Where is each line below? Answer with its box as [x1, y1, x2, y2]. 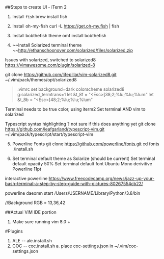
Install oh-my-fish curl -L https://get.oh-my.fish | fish [12, 23, 119, 29]
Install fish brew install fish [12, 14, 68, 19]
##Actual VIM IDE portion [5, 209, 56, 215]
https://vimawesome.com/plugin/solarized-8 [5, 62, 95, 68]
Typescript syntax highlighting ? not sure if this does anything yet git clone [5, 121, 156, 127]
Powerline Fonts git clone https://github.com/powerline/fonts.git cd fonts [12, 141, 160, 147]
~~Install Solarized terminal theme [12, 42, 82, 48]
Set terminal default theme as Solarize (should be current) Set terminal [12, 155, 156, 161]
